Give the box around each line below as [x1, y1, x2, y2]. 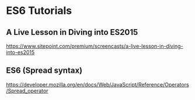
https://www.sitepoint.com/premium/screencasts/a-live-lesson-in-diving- [6, 42, 183, 49]
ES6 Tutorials [6, 4, 72, 17]
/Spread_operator [6, 87, 48, 94]
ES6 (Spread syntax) [6, 66, 83, 76]
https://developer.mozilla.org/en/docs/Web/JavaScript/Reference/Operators [6, 81, 189, 88]
